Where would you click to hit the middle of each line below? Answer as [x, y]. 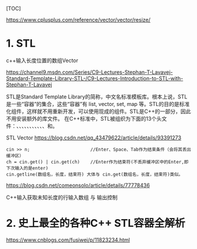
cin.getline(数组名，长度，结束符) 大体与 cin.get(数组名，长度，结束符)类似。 [95, 174]
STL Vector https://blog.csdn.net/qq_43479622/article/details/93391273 [94, 138]
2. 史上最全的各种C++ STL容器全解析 [96, 224]
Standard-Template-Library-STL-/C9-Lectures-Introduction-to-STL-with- [95, 78]
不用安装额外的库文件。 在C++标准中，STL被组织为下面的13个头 [84, 118]
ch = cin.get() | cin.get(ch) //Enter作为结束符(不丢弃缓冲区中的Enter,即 [97, 162]
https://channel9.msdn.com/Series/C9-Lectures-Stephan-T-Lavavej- [90, 72]
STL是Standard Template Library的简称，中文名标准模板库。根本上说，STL [97, 97]
